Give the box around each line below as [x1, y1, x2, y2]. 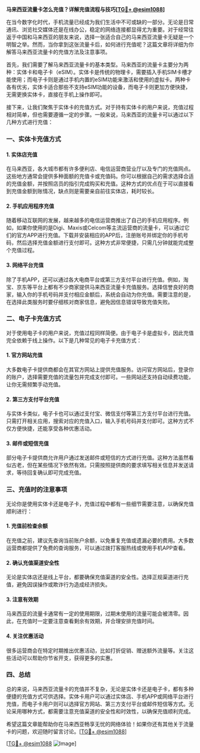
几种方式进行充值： [6, 119, 54, 125]
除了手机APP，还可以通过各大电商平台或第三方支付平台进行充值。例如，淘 [6, 276, 189, 283]
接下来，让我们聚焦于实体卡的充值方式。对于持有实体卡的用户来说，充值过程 [6, 104, 194, 110]
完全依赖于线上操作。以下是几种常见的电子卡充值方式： [6, 337, 142, 344]
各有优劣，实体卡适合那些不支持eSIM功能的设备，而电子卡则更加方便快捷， [6, 84, 191, 90]
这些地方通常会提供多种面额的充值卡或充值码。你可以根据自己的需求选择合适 [6, 173, 194, 180]
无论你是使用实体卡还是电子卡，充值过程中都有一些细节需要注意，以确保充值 [6, 500, 194, 507]
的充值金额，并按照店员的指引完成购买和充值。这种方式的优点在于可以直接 [6, 180, 189, 188]
